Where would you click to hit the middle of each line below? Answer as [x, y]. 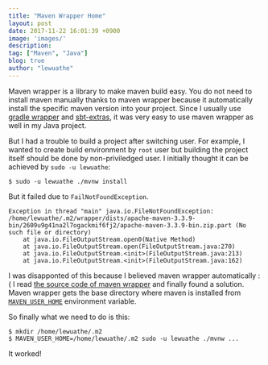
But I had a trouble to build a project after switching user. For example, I [127, 141]
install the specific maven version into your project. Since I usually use [125, 108]
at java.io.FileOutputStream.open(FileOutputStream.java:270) [129, 247]
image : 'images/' [37, 38]
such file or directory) [50, 232]
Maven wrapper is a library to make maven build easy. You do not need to [130, 91]
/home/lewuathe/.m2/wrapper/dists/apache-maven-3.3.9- [102, 218]
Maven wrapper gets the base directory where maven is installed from [125, 292]
